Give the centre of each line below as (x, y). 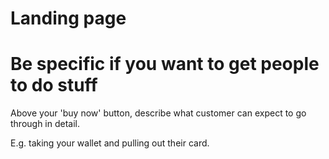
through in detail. (45, 124)
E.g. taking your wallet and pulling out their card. (110, 143)
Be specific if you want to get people (165, 64)
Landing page (68, 18)
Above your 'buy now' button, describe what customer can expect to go (158, 113)
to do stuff (54, 85)
